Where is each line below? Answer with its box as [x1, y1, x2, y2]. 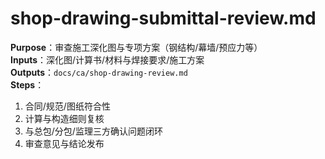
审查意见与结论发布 [24, 137, 105, 149]
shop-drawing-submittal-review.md [10, 7, 317, 30]
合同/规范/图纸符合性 [24, 100, 111, 112]
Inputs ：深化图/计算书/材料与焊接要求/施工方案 [10, 53, 205, 66]
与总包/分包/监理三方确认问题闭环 [24, 125, 163, 137]
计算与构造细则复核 [24, 112, 105, 124]
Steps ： [10, 78, 45, 91]
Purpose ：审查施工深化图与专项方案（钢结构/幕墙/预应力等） [10, 41, 263, 53]
